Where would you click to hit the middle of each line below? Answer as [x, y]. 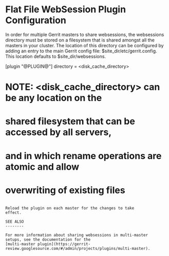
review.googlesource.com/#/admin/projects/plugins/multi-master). [78, 249]
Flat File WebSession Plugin [66, 9]
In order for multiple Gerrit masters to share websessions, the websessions [85, 34]
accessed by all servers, [59, 132]
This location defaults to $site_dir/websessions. [56, 56]
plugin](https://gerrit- [64, 244]
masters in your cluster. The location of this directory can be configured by [85, 45]
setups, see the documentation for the [48, 240]
